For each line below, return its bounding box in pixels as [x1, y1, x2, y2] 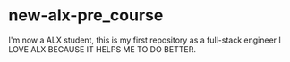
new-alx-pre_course [8, 5, 164, 26]
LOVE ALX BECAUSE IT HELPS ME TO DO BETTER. [8, 43, 196, 54]
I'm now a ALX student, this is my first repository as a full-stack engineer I [8, 35, 281, 45]
